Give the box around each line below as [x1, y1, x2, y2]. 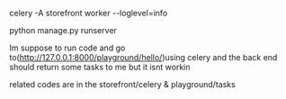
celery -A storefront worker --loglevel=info [9, 8, 168, 18]
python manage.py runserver [9, 25, 117, 35]
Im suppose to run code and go [9, 42, 126, 53]
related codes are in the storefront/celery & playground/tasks [9, 79, 236, 89]
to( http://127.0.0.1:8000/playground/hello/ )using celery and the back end [9, 52, 278, 62]
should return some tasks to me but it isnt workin [9, 62, 191, 72]
